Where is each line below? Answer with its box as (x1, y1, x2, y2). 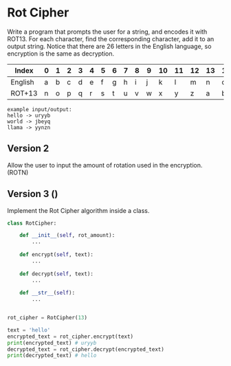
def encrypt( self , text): (19, 251, 94, 258)
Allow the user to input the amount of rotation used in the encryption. (7, 161, 203, 169)
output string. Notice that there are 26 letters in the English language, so (7, 42, 212, 50)
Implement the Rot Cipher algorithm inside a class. (7, 206, 150, 214)
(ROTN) (7, 168, 29, 176)
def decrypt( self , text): (19, 270, 94, 277)
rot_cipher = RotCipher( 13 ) (7, 314, 88, 321)
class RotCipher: (7, 220, 57, 227)
